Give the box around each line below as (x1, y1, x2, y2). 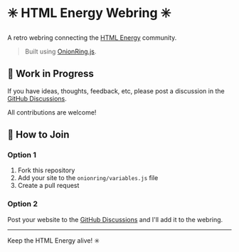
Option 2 (7, 199, 38, 209)
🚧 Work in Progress (7, 68, 95, 80)
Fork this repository (17, 166, 75, 174)
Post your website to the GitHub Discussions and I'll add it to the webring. (7, 215, 223, 224)
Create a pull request (17, 182, 80, 190)
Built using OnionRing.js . (24, 47, 97, 56)
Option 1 (7, 150, 37, 160)
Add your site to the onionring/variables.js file (17, 174, 159, 182)
